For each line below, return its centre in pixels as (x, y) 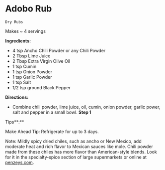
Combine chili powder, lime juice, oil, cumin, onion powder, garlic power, (86, 107)
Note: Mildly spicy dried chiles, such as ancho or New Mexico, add (73, 141)
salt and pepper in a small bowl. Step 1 (52, 112)
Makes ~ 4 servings (26, 31)
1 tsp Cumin (24, 66)
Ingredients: (18, 41)
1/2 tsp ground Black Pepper (41, 87)
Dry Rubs (14, 22)
